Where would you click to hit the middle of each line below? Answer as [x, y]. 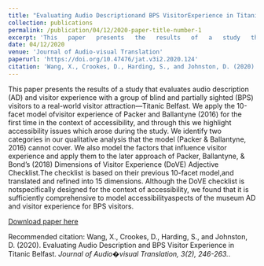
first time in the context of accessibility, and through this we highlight [120, 122]
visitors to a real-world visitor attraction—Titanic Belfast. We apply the [122, 105]
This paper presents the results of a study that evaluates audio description [128, 89]
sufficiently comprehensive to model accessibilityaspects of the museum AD [132, 198]
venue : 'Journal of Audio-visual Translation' [86, 52]
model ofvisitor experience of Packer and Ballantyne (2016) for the [134, 114]
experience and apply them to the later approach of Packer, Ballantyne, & [126, 156]
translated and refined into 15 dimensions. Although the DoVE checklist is [126, 181]
